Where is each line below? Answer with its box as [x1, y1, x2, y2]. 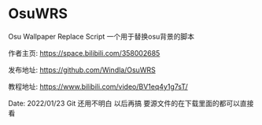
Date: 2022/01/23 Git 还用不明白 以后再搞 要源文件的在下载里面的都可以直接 [8, 98, 254, 108]
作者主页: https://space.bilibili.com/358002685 [8, 48, 161, 57]
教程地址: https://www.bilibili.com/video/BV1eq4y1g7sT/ [8, 82, 189, 91]
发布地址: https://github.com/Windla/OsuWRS [8, 64, 156, 75]
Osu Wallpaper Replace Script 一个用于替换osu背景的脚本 [8, 31, 195, 41]
